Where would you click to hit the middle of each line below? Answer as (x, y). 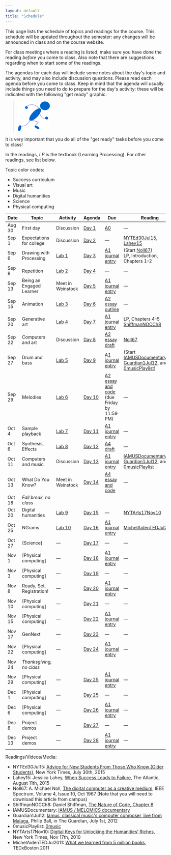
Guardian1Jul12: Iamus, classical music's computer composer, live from (87, 816)
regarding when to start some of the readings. (53, 63)
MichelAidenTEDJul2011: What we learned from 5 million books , (79, 843)
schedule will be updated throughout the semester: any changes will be (80, 37)
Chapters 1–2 (138, 261)
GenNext (31, 634)
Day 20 (91, 588)
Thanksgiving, (37, 662)
